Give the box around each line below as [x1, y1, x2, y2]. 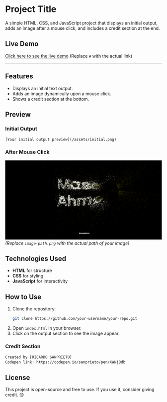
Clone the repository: [12, 306, 56, 312]
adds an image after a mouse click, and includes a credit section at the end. [5, 25, 160, 31]
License [5, 373, 30, 382]
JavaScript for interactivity [12, 278, 68, 284]
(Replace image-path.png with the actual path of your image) [5, 240, 130, 246]
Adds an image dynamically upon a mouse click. [12, 91, 112, 97]
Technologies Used [5, 254, 66, 263]
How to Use [5, 292, 42, 301]
